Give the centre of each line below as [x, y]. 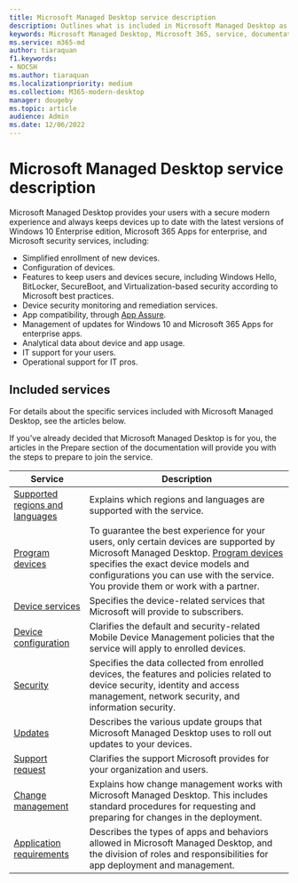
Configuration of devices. [68, 267]
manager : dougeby [41, 100]
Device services [47, 606]
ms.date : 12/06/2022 [47, 125]
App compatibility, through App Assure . [94, 314]
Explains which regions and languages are [177, 499]
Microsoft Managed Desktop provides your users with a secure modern [140, 212]
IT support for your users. [69, 352]
